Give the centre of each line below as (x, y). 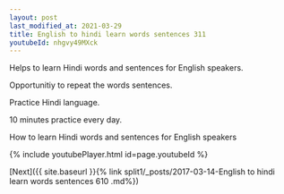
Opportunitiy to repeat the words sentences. (91, 85)
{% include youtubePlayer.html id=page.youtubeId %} (109, 155)
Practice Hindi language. (55, 103)
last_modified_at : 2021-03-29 (66, 26)
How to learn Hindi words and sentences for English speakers (123, 137)
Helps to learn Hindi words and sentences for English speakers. (126, 68)
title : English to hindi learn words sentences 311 (108, 34)
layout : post (34, 17)
